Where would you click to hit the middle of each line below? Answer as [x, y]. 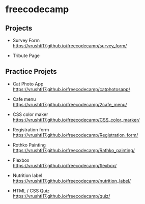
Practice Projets [31, 71]
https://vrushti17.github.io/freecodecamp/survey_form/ [70, 46]
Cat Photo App [28, 84]
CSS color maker [30, 114]
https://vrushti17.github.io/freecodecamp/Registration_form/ [75, 135]
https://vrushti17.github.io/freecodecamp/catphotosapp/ [71, 89]
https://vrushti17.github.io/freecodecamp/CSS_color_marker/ [76, 120]
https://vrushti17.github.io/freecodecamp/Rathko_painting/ [74, 150]
